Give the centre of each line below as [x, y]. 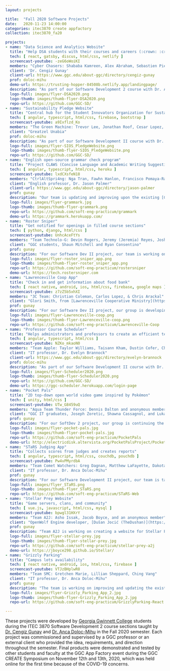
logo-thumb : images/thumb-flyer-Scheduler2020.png [64, 376]
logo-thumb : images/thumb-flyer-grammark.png [59, 207]
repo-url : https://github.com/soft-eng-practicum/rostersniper [78, 268]
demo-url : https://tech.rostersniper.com [54, 273]
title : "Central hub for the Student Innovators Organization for [81, 113]
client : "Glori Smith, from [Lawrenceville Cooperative [70, 301]
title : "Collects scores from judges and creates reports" [73, 452]
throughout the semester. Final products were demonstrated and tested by [83, 648]
